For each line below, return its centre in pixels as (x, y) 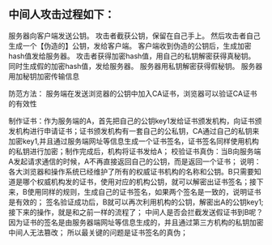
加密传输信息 (57, 76)
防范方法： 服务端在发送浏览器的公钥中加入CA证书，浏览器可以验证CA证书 (133, 93)
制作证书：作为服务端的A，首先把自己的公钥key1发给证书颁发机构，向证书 (132, 121)
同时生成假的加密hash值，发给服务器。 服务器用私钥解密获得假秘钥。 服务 (132, 66)
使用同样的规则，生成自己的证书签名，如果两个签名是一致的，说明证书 (144, 191)
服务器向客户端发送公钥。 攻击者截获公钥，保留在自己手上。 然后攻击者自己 (134, 36)
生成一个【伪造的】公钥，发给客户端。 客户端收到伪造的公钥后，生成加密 (130, 45)
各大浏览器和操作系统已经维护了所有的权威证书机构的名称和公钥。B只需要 (132, 171)
